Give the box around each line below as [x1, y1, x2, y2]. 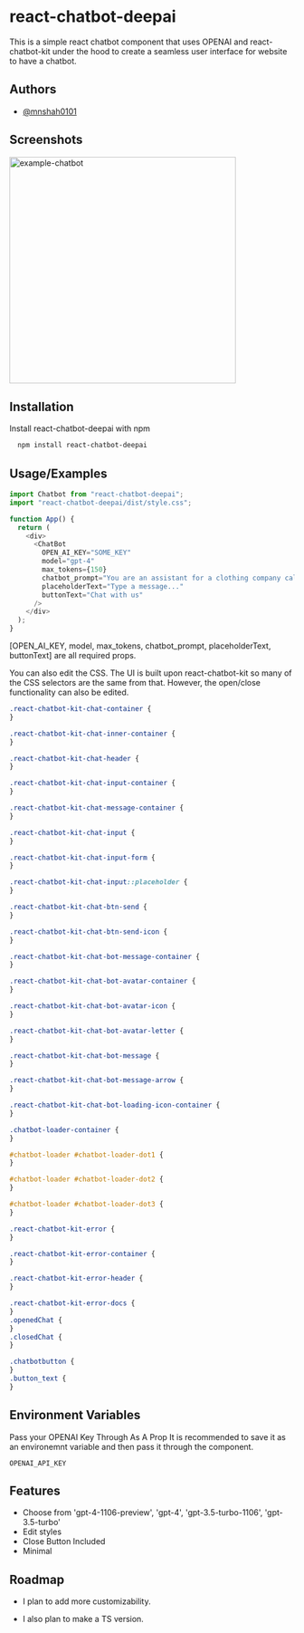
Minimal [22, 1546, 52, 1557]
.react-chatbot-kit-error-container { [9, 1249, 156, 1258]
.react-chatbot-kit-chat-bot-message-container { [9, 952, 201, 961]
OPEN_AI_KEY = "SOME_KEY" [42, 548, 131, 558]
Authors [9, 82, 57, 97]
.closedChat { [9, 1332, 63, 1341]
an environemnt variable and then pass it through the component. [9, 1441, 254, 1452]
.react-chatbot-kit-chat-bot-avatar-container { [9, 976, 196, 986]
